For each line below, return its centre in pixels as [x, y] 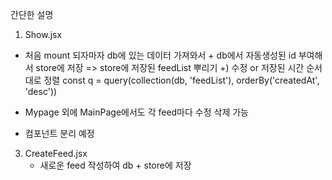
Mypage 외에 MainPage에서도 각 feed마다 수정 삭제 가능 [136, 112]
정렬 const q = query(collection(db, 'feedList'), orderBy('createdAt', [181, 80]
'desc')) [41, 91]
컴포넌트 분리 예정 [59, 133]
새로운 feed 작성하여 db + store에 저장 [115, 165]
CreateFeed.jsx [56, 153]
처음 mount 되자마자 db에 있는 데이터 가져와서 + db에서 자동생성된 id [160, 55]
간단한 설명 [32, 14]
